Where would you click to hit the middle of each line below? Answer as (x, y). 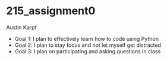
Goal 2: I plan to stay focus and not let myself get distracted (88, 45)
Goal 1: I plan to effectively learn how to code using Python (87, 38)
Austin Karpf (22, 27)
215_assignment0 (51, 11)
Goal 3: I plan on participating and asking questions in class (88, 51)
